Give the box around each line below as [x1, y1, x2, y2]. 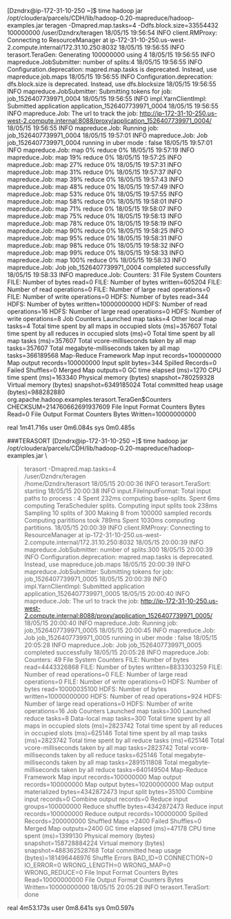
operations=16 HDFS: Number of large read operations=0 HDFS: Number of [7, 307, 222, 316]
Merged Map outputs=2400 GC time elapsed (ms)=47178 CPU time [23, 824, 216, 832]
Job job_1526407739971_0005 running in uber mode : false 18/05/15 [23, 634, 218, 641]
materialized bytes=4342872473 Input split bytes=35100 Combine [23, 788, 214, 795]
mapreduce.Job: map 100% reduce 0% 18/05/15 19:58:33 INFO [7, 256, 187, 264]
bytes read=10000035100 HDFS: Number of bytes [23, 685, 167, 693]
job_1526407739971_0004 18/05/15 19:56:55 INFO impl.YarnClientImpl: [7, 95, 207, 103]
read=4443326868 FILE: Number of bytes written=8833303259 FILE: [23, 663, 223, 671]
